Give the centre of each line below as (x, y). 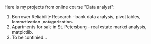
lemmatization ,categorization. (42, 22)
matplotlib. (22, 32)
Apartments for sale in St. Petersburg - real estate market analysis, (79, 27)
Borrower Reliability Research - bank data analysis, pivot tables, (76, 16)
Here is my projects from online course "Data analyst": (60, 7)
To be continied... (29, 37)
